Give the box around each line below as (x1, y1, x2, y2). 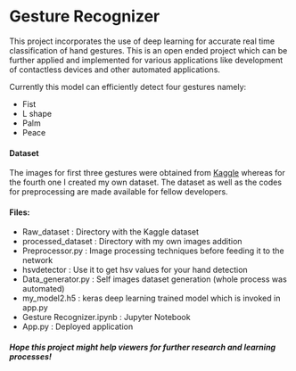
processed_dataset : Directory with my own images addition (21, 236, 243, 247)
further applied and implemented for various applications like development (9, 54, 284, 65)
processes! (9, 350, 52, 362)
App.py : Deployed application (21, 321, 134, 332)
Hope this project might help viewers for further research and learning (9, 342, 276, 352)
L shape (21, 108, 52, 119)
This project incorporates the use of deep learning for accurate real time (9, 36, 275, 46)
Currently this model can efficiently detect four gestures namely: (9, 81, 247, 92)
